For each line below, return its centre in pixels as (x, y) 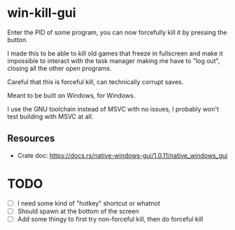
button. (17, 39)
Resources (31, 138)
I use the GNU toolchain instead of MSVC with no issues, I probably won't (113, 109)
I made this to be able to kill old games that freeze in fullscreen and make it (115, 53)
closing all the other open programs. (59, 68)
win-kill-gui (42, 13)
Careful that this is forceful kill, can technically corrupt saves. (95, 81)
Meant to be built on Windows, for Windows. (71, 95)
